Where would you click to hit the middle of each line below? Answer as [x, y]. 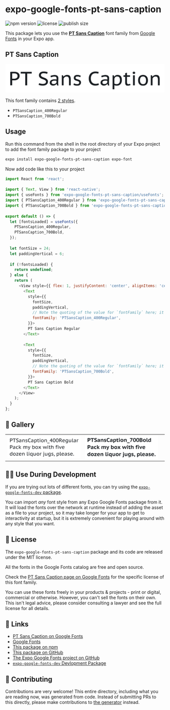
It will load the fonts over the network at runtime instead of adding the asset [84, 507]
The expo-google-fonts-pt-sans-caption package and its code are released [84, 552]
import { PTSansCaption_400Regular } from [51, 200]
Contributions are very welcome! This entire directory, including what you [82, 692]
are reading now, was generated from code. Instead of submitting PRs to [81, 697]
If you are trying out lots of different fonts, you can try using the [72, 487]
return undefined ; [34, 270]
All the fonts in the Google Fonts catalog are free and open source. [75, 567]
